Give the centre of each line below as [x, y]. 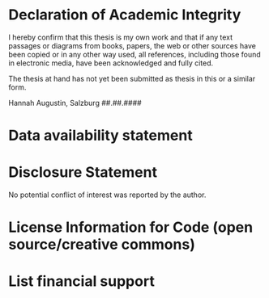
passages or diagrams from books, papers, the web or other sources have [132, 45]
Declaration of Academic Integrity [125, 15]
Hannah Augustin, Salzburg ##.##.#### [75, 103]
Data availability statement [100, 136]
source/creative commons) [102, 245]
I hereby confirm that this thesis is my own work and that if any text [121, 37]
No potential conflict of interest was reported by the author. [107, 195]
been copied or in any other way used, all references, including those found [134, 54]
